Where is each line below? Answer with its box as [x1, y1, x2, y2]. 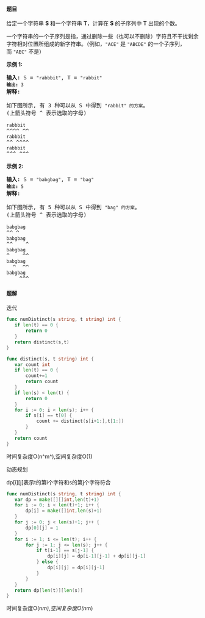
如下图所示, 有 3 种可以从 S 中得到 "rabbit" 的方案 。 [6, 102, 148, 109]
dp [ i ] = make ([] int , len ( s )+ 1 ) [25, 508, 103, 514]
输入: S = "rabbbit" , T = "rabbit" [6, 74, 103, 81]
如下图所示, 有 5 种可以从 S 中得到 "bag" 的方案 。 [6, 204, 140, 211]
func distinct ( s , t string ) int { [6, 356, 95, 362]
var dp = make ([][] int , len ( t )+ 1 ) [14, 497, 99, 503]
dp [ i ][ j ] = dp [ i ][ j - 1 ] [47, 564, 105, 571]
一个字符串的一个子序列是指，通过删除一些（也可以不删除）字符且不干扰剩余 [6, 33, 199, 40]
